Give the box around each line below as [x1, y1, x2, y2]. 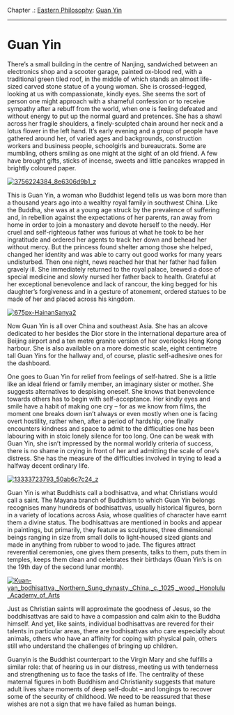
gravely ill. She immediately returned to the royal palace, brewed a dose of [7, 265, 221, 273]
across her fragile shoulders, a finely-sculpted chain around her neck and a [7, 119, 224, 128]
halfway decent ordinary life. [7, 461, 90, 470]
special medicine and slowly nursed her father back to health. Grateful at [7, 272, 216, 281]
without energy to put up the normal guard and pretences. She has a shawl [7, 112, 222, 120]
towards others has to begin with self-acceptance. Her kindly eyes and [7, 395, 210, 403]
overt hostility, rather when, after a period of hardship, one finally [7, 417, 194, 425]
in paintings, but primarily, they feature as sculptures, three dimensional [7, 525, 213, 533]
